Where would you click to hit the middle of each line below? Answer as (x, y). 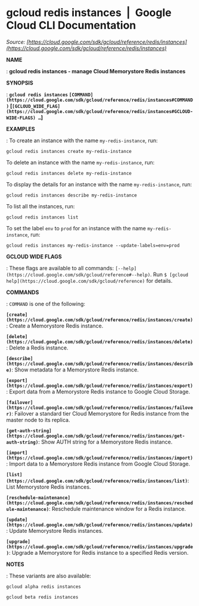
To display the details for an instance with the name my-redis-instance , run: (99, 184)
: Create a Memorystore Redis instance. (55, 326)
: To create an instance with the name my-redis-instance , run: (82, 140)
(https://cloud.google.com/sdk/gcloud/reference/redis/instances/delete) (100, 342)
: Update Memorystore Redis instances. (55, 530)
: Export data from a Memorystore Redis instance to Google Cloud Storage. (98, 391)
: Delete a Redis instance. (37, 348)
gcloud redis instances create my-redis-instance (69, 151)
